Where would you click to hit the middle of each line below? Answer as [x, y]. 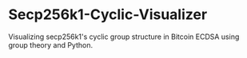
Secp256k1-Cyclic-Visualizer [108, 15]
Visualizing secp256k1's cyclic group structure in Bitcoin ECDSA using [124, 37]
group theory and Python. [51, 44]
